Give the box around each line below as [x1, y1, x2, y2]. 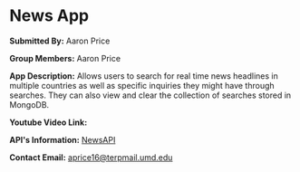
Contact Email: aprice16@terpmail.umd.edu [9, 151, 173, 163]
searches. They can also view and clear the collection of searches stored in [9, 90, 292, 100]
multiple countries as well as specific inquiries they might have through [9, 80, 275, 91]
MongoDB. [9, 99, 50, 110]
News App [9, 5, 89, 26]
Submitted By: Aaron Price [9, 35, 111, 46]
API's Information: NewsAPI [9, 134, 116, 145]
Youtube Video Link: [9, 117, 88, 128]
